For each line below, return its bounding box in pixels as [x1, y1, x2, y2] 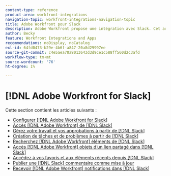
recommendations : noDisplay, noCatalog [5, 41, 90, 46]
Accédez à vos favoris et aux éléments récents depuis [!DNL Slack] [12, 155, 154, 161]
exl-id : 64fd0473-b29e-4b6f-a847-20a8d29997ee [5, 45, 106, 50]
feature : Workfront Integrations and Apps [5, 36, 97, 41]
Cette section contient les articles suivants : [5, 107, 97, 113]
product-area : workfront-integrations [5, 12, 88, 17]
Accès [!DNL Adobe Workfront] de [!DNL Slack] [12, 122, 113, 128]
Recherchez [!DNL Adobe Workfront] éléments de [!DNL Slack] [12, 138, 145, 145]
